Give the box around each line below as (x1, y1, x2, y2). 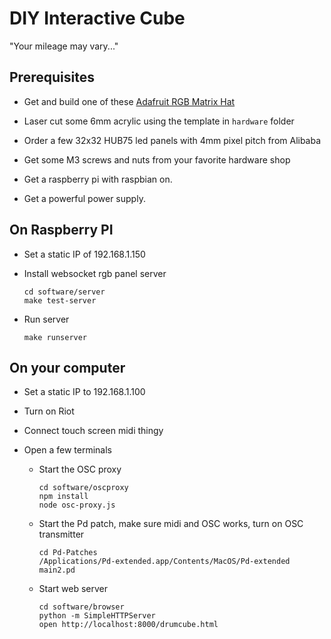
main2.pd (38, 565, 76, 576)
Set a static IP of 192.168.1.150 (23, 248, 146, 260)
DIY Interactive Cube (9, 7, 186, 30)
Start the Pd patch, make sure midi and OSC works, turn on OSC (38, 518, 304, 530)
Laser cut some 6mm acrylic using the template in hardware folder (23, 115, 295, 127)
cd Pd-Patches (38, 548, 98, 558)
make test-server (23, 295, 97, 306)
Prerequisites (9, 69, 95, 86)
